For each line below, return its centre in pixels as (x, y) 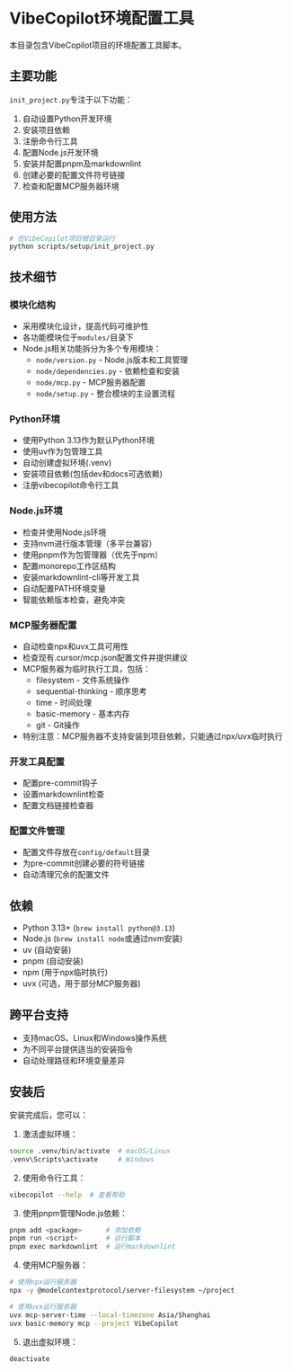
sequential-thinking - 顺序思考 (91, 691)
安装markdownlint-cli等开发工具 (81, 577)
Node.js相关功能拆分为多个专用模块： (92, 348)
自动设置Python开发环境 (67, 119)
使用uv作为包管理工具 (62, 451)
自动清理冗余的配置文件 (66, 875)
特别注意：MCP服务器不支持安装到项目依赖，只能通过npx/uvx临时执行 (152, 736)
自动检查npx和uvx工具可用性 (75, 646)
